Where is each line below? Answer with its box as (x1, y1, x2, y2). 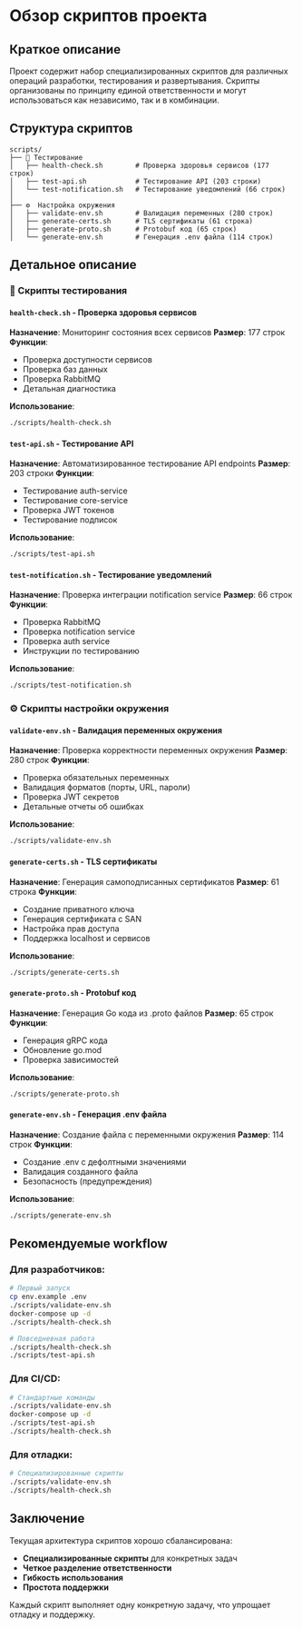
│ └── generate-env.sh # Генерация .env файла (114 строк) (9, 233, 274, 242)
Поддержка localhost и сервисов (22, 932, 151, 943)
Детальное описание (9, 257, 138, 273)
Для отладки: (9, 1448, 73, 1461)
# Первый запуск (9, 1284, 71, 1293)
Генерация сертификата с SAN (22, 913, 142, 924)
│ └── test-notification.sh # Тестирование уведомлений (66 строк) (9, 184, 286, 194)
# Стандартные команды (9, 1393, 95, 1402)
